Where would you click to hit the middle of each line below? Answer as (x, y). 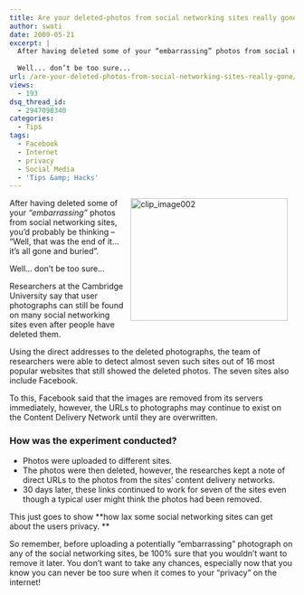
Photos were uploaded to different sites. (97, 460)
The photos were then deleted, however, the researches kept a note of (154, 470)
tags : (19, 136)
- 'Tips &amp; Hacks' (58, 177)
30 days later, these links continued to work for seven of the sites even (154, 489)
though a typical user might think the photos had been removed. (142, 499)
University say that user (53, 296)
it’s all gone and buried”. (54, 251)
